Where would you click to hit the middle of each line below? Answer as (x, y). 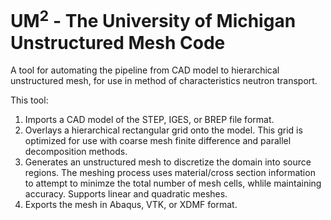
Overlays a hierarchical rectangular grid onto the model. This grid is (163, 130)
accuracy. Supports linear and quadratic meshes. (126, 194)
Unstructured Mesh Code (118, 42)
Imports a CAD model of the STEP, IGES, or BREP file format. (149, 120)
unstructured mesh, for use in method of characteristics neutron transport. (164, 81)
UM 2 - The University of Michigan (153, 19)
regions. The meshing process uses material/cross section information (170, 173)
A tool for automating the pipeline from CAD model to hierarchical (145, 70)
